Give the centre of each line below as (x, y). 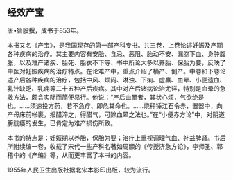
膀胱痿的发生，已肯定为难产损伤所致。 (62, 123)
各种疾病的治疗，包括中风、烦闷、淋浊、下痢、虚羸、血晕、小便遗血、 (126, 80)
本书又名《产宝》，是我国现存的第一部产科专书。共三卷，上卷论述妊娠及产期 (115, 45)
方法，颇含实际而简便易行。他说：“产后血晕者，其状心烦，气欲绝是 (109, 97)
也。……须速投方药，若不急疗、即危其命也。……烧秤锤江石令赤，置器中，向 (115, 105)
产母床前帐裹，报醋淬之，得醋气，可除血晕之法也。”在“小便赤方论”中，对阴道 (116, 114)
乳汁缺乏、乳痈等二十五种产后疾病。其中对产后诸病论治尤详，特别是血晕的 (113, 88)
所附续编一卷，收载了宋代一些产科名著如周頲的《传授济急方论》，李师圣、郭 (115, 146)
